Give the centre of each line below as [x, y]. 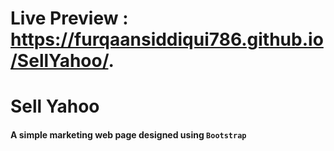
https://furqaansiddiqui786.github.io [167, 39]
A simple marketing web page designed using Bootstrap [128, 134]
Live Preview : [69, 18]
